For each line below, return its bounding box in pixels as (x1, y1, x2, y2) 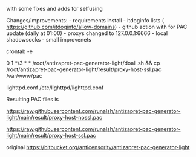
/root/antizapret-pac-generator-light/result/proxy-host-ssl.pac (6, 66, 162, 73)
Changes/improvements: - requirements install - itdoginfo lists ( (6, 17, 165, 24)
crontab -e (6, 48, 33, 55)
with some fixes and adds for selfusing (6, 5, 103, 12)
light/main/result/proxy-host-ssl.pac (6, 132, 96, 139)
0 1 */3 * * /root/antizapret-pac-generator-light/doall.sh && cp (6, 60, 160, 66)
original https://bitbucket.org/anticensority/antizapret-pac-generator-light (6, 144, 190, 150)
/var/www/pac (6, 72, 42, 79)
